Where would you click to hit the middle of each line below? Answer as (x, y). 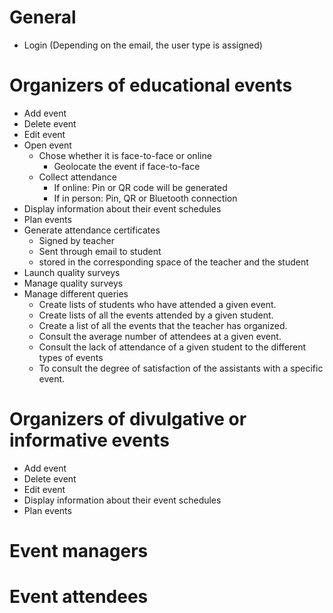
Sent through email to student (100, 251)
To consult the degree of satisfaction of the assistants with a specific (181, 368)
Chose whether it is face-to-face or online (125, 155)
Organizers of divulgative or (128, 419)
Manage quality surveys (73, 283)
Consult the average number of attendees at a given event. (160, 336)
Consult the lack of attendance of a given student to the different (172, 347)
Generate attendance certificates (92, 230)
